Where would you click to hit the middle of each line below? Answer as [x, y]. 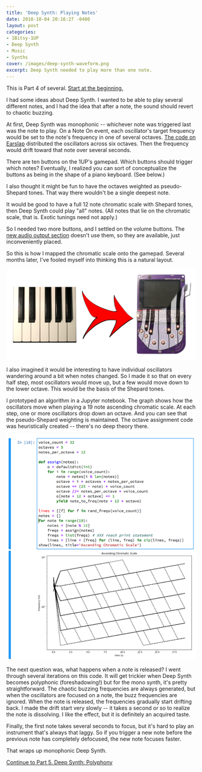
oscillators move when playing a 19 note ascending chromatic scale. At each [101, 407]
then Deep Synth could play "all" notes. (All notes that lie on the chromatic [98, 211]
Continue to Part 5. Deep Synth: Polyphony [59, 762]
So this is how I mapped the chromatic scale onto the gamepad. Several [96, 253]
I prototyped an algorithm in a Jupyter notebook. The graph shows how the [99, 401]
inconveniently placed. [34, 241]
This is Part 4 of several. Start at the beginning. [65, 88]
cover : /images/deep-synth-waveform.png [58, 63]
